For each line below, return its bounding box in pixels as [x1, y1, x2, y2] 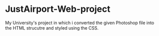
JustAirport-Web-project [5, 3, 111, 15]
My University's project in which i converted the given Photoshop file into [5, 20, 155, 26]
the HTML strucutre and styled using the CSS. [5, 25, 99, 31]
